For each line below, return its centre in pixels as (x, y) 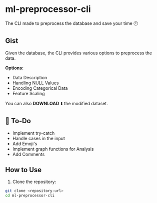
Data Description (30, 77)
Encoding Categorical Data (40, 88)
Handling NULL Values (35, 83)
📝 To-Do (18, 121)
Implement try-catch (33, 133)
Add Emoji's (25, 144)
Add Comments (28, 154)
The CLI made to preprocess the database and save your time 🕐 (72, 23)
